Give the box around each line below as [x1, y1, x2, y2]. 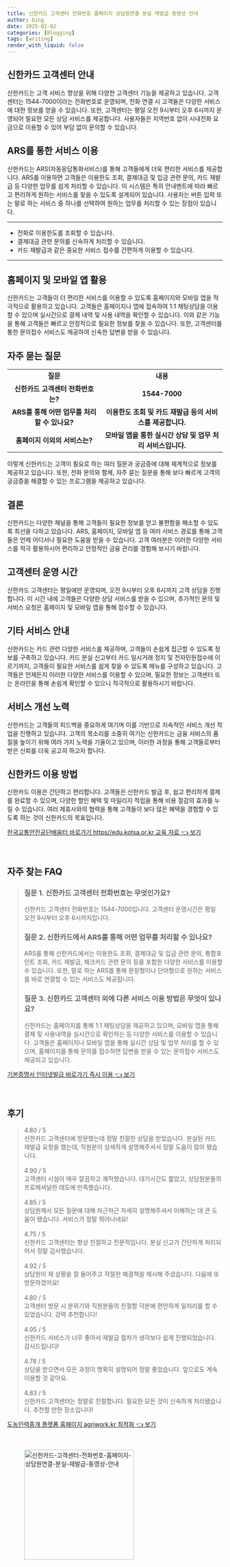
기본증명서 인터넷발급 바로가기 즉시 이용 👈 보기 [7, 1070, 136, 1079]
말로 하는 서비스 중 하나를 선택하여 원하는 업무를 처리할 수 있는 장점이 [14, 199, 199, 207]
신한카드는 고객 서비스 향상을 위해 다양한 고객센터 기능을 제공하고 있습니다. [7, 89, 207, 97]
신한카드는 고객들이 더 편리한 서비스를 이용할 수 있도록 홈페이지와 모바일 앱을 [7, 293, 212, 302]
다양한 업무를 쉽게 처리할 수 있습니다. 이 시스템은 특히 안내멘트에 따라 [21, 181, 206, 190]
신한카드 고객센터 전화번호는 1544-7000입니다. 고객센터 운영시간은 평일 [23, 905, 216, 913]
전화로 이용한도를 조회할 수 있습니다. [16, 228, 114, 237]
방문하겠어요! [23, 1278, 60, 1287]
